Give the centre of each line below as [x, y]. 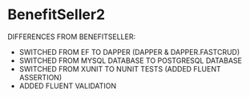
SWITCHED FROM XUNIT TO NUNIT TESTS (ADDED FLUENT [120, 68]
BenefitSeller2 [56, 15]
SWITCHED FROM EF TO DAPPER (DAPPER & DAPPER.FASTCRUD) [129, 52]
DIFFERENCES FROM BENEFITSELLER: [72, 37]
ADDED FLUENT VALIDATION [68, 86]
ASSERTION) [40, 77]
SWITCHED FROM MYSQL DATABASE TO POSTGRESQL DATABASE [130, 60]
